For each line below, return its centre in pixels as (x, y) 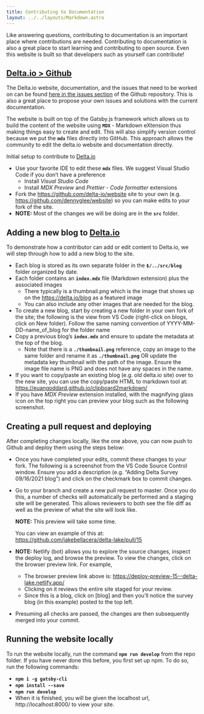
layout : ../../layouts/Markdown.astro (55, 18)
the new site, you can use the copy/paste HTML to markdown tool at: (101, 382)
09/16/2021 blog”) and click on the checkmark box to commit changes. (104, 478)
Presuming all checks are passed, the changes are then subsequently (102, 613)
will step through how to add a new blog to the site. (70, 254)
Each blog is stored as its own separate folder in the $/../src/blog (98, 265)
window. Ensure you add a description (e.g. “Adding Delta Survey (97, 472)
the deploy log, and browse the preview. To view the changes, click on (103, 558)
